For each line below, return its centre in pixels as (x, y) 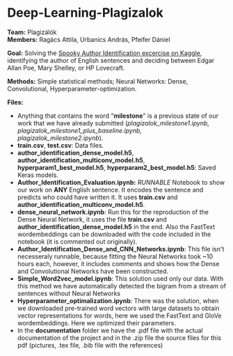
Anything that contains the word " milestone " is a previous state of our (118, 116)
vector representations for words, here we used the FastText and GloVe (119, 316)
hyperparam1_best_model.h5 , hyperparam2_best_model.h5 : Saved (116, 167)
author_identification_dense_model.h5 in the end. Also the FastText (116, 226)
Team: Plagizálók (32, 32)
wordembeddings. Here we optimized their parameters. (96, 323)
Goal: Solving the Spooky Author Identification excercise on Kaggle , (105, 53)
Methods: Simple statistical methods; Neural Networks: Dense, (98, 81)
